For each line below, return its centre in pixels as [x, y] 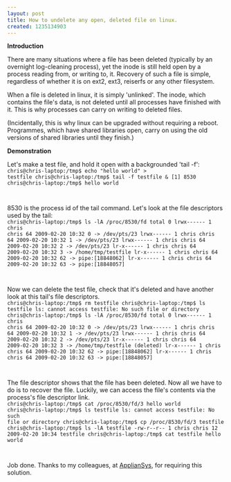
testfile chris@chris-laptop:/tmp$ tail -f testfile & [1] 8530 [102, 177]
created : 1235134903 [37, 26]
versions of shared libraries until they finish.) [71, 138]
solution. [20, 473]
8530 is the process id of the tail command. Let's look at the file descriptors [115, 208]
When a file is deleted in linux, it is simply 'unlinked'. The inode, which [107, 95]
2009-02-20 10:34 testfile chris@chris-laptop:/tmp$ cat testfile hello [114, 434]
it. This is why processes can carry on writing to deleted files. [95, 110]
